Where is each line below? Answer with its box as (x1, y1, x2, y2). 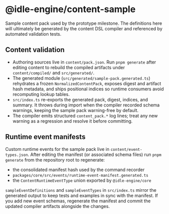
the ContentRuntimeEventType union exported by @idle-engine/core (12, 177, 151, 183)
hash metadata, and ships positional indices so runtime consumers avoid (12, 86, 164, 92)
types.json (5, 152, 28, 157)
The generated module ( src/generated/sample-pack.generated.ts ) (12, 75, 150, 81)
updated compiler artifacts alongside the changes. (5, 203, 110, 209)
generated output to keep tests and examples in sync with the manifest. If (5, 192, 158, 198)
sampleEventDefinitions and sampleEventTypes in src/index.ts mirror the (5, 187, 156, 193)
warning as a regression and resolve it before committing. (12, 118, 133, 124)
